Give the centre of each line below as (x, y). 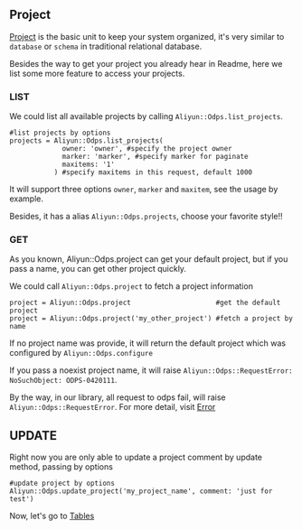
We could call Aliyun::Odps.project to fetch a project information (131, 286)
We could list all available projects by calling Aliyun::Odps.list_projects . (146, 116)
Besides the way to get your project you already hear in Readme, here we (146, 63)
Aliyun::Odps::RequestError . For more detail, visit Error (113, 407)
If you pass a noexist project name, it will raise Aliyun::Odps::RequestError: (151, 370)
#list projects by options (60, 133)
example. (26, 199)
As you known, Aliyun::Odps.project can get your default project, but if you (149, 259)
